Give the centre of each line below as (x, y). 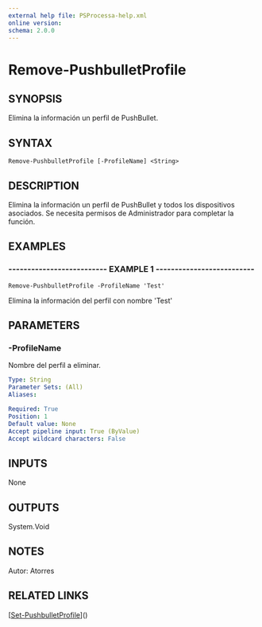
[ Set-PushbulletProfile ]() (48, 615)
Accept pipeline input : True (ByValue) (74, 431)
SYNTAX (31, 143)
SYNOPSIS (35, 99)
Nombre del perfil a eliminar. (55, 366)
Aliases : (23, 395)
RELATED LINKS (48, 596)
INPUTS (28, 463)
